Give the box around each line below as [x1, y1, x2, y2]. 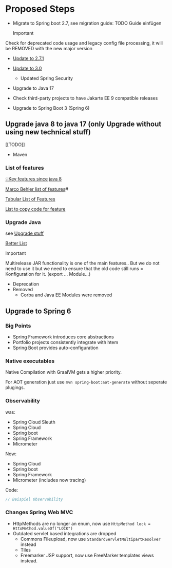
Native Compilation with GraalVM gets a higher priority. [5, 369, 122, 375]
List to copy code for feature [5, 206, 66, 212]
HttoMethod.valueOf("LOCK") [12, 526, 73, 531]
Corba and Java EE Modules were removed [20, 292, 112, 298]
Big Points [5, 322, 31, 329]
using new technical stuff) [5, 128, 91, 136]
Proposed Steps [5, 3, 75, 15]
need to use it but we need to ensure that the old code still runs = [5, 266, 144, 272]
